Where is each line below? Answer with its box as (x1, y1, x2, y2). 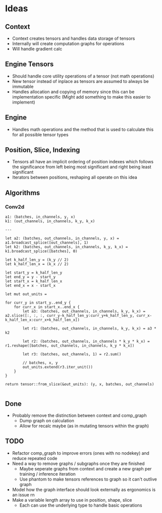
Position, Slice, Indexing (5, 146, 80, 154)
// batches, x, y (23, 360, 58, 365)
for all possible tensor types (12, 131, 69, 137)
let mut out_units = (5, 292, 47, 297)
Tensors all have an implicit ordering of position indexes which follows (12, 159, 154, 165)
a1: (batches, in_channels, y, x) (5, 214, 76, 220)
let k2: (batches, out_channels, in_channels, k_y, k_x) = (5, 245, 128, 250)
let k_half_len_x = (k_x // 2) (5, 262, 69, 267)
